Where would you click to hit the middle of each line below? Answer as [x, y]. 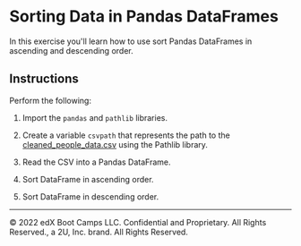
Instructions [44, 79]
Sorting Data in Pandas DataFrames [144, 17]
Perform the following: [51, 100]
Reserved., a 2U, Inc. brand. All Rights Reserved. [99, 232]
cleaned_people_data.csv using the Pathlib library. [115, 144]
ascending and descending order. [71, 50]
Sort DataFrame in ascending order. [88, 179]
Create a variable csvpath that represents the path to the [126, 135]
